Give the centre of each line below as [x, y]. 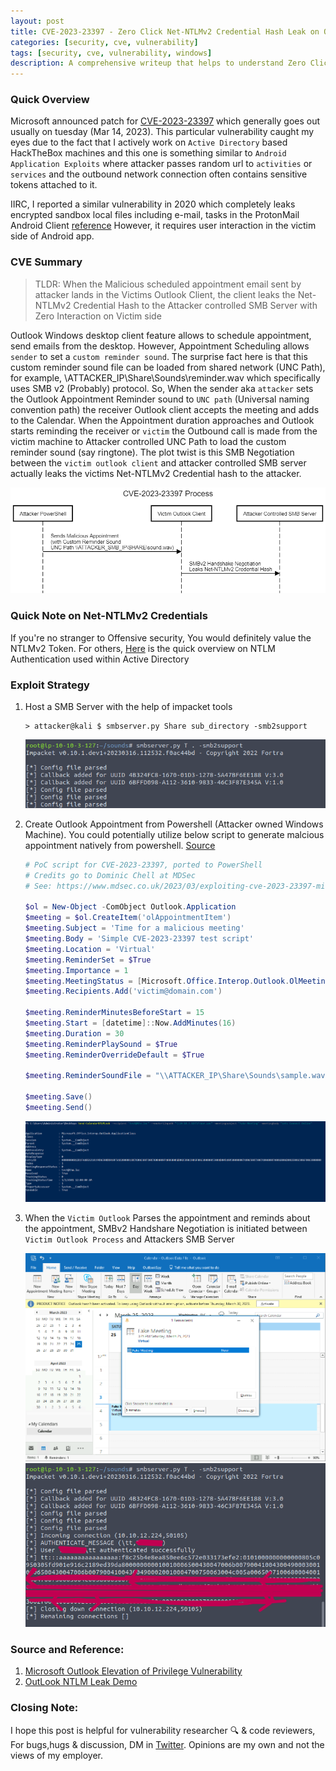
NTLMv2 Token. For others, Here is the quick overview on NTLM [143, 648]
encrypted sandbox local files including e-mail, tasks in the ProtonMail [155, 215]
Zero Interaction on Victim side [98, 316]
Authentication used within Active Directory [100, 659]
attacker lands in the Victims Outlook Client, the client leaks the [165, 294]
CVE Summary [46, 262]
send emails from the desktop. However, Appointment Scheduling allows [160, 346]
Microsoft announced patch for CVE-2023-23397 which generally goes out [165, 121]
